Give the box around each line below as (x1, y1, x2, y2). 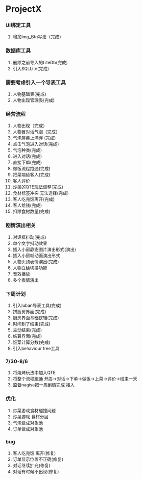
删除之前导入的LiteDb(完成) (12, 59, 68, 65)
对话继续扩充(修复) (12, 462, 51, 468)
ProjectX (5, 3, 42, 15)
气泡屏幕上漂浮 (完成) (12, 135, 56, 141)
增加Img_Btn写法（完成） (12, 34, 64, 40)
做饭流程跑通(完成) (12, 166, 51, 172)
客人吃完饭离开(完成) (12, 196, 55, 202)
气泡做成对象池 (12, 420, 43, 426)
